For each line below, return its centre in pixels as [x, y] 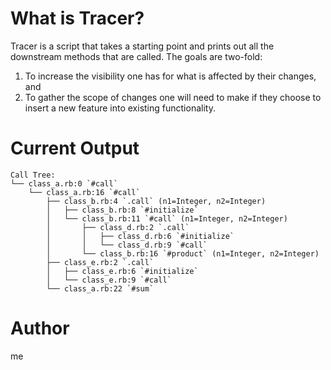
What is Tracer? [77, 18]
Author [40, 328]
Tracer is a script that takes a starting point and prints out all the [142, 46]
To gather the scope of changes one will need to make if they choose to [173, 97]
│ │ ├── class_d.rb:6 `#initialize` [140, 236]
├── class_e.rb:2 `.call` [100, 262]
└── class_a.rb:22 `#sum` [100, 288]
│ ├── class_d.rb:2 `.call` [118, 227]
